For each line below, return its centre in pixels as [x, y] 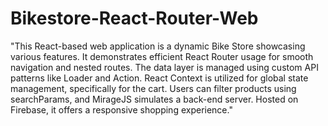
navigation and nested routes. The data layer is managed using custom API [164, 67]
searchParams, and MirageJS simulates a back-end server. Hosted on [154, 99]
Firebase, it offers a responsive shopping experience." [121, 109]
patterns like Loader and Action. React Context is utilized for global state [159, 78]
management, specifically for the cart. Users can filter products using [153, 88]
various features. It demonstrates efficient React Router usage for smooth [162, 56]
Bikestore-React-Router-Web [134, 18]
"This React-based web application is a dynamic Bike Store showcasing [158, 46]
